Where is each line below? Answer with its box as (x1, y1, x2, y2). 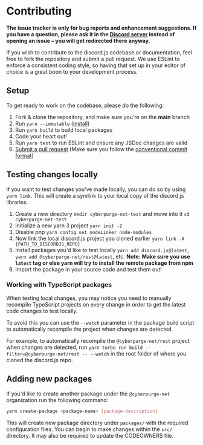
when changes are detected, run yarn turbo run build (6, 343, 143, 351)
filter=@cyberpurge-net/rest (6, 351, 80, 357)
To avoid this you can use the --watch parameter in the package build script (6, 319, 195, 326)
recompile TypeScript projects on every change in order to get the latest (6, 300, 186, 308)
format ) (14, 152, 34, 159)
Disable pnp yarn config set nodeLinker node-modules (14, 228, 152, 235)
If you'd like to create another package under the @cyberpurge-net (6, 390, 170, 397)
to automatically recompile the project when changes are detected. (6, 325, 173, 333)
